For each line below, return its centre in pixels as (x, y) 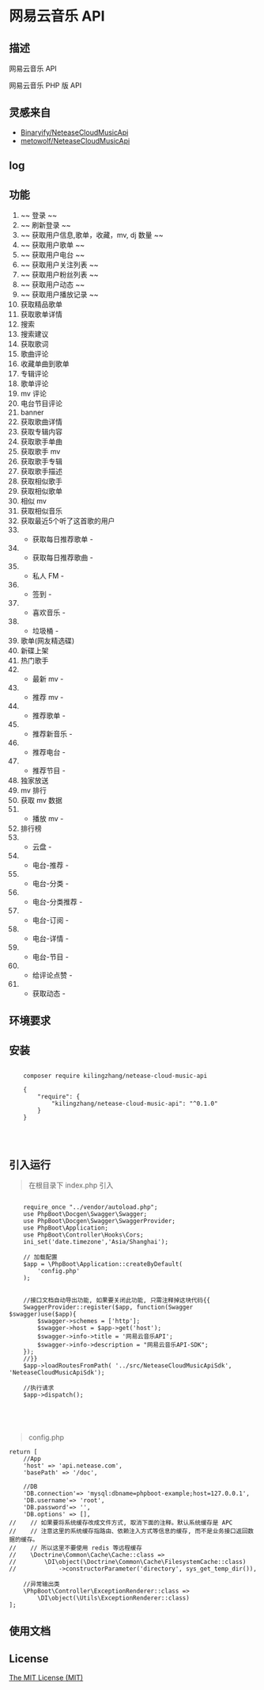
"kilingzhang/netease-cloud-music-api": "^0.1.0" (134, 1104)
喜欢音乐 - (49, 613)
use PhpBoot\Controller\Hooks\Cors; (84, 1235)
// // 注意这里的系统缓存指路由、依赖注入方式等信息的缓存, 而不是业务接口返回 (128, 1531)
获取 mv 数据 (41, 801)
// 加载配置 (40, 1257)
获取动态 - (49, 994)
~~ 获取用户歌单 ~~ (53, 245)
